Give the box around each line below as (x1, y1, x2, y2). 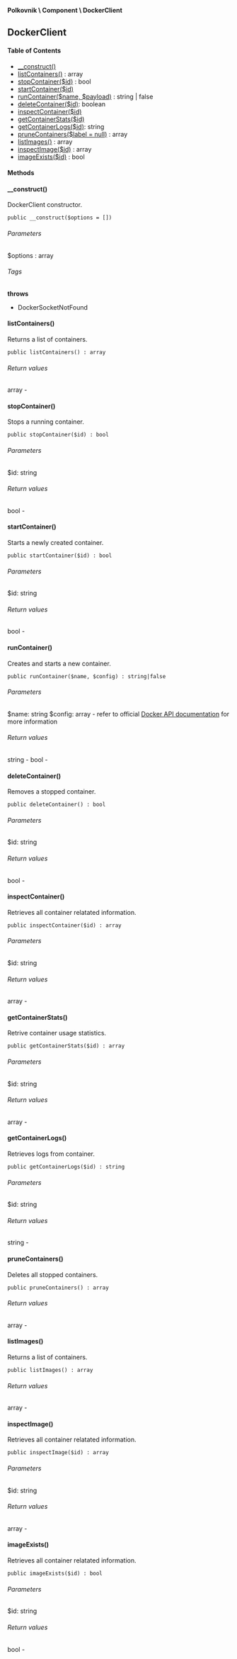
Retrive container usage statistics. (7, 1029, 107, 1037)
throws (7, 289, 29, 298)
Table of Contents (7, 46, 62, 55)
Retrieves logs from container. (7, 1149, 96, 1158)
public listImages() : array (7, 1367, 93, 1374)
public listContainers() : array (7, 349, 106, 356)
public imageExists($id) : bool (7, 1570, 103, 1578)
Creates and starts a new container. (7, 659, 111, 668)
